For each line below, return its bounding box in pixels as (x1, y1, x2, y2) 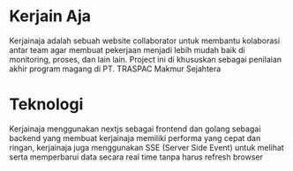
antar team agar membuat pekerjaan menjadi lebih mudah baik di (9, 44, 245, 55)
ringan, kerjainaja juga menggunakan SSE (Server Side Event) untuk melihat (9, 142, 284, 152)
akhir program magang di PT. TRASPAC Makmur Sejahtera (9, 63, 222, 74)
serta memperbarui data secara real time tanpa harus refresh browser (9, 152, 263, 162)
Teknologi (9, 94, 84, 115)
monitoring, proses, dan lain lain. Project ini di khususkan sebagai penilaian (9, 54, 282, 64)
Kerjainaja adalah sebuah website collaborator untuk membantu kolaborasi (9, 35, 281, 46)
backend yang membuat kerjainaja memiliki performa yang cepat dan (9, 132, 261, 143)
